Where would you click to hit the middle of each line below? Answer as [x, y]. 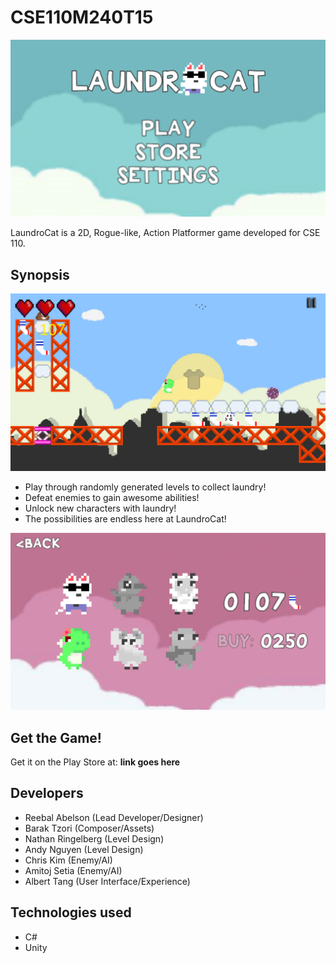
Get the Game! [56, 737]
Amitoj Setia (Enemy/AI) [73, 870]
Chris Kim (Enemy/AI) [68, 860]
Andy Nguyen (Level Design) [84, 849]
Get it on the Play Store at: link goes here [95, 762]
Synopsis [40, 274]
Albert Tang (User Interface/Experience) [107, 881]
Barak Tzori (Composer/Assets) [89, 828]
